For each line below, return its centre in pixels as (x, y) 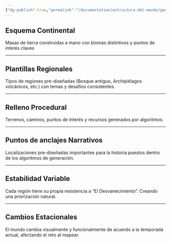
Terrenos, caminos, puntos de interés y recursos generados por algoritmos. (84, 119)
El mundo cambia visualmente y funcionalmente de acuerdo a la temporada (84, 229)
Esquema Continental (40, 31)
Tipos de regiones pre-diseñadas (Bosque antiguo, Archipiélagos (74, 81)
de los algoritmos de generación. (40, 158)
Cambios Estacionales (41, 217)
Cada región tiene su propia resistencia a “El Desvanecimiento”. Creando (81, 191)
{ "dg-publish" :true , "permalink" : (41, 10)
